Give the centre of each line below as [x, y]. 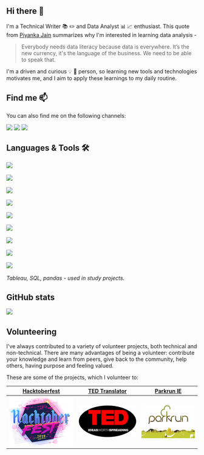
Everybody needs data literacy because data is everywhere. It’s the [105, 47]
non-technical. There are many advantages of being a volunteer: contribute [100, 353]
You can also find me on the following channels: [66, 115]
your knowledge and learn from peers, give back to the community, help [97, 359]
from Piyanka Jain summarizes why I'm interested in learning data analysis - [102, 35]
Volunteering [32, 332]
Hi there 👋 [25, 11]
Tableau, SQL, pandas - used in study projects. [66, 278]
